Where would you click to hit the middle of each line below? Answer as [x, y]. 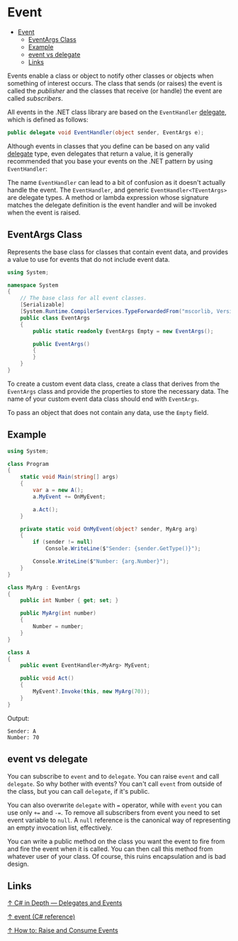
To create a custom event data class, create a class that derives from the [114, 384]
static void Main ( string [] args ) [69, 477]
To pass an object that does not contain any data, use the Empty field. [108, 412]
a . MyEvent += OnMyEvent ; [69, 496]
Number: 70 [23, 737]
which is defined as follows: [48, 119]
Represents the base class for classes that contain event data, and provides [118, 251]
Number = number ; [58, 627]
